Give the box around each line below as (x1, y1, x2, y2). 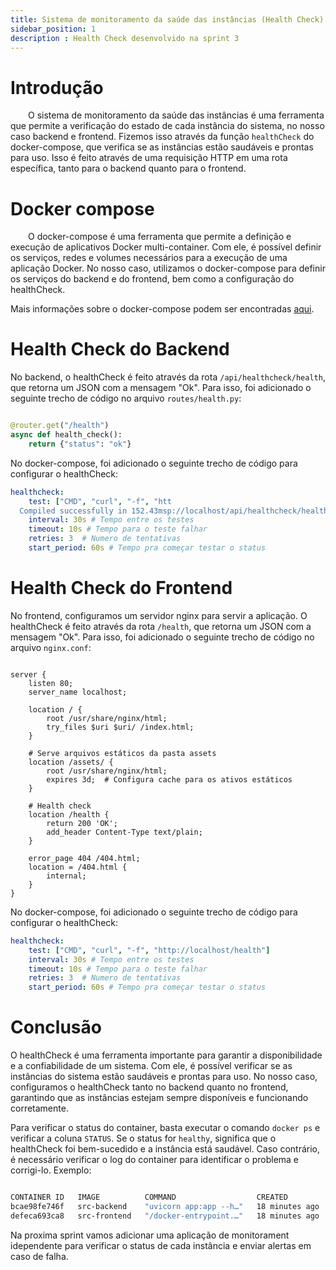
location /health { (28, 809, 110, 820)
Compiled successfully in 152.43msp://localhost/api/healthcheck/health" (19, 506, 333, 516)
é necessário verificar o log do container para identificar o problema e (10, 1154, 300, 1166)
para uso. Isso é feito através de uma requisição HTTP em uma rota (10, 152, 288, 164)
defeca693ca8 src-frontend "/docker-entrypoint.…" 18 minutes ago (10, 1211, 320, 1221)
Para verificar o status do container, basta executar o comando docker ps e (10, 1122, 321, 1134)
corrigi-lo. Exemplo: (10, 1164, 92, 1176)
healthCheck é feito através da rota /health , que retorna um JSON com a (10, 620, 312, 632)
